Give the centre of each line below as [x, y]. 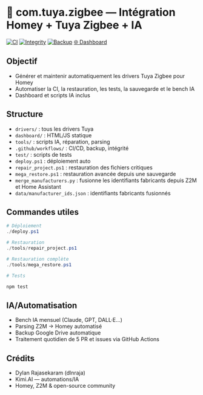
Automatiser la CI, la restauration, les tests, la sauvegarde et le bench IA [105, 89]
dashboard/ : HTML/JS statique [53, 135]
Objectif [22, 61]
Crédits [21, 358]
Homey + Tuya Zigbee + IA [74, 25]
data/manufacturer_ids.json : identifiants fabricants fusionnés [93, 193]
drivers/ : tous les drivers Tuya [54, 129]
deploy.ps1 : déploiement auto [53, 161]
